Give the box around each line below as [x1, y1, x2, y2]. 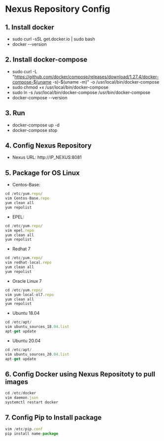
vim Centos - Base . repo [5, 196, 50, 201]
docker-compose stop [12, 127, 58, 133]
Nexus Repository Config [5, 3, 110, 15]
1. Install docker [5, 23, 54, 31]
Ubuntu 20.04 [12, 338, 41, 344]
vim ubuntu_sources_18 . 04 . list [5, 324, 69, 329]
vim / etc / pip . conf [5, 426, 43, 431]
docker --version [12, 41, 47, 47]
